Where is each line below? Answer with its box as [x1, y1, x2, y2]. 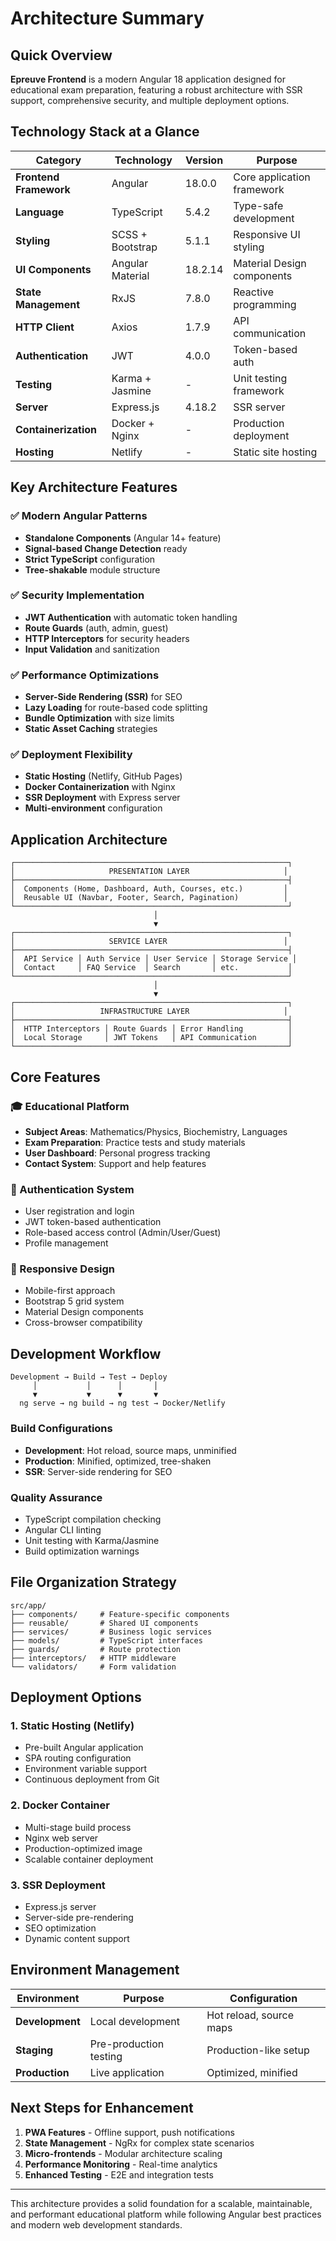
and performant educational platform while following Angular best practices [10, 2208, 322, 2220]
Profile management [24, 1237, 109, 1249]
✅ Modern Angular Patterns [10, 509, 148, 523]
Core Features [10, 1068, 101, 1086]
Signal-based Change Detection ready [24, 542, 188, 554]
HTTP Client [15, 320, 75, 334]
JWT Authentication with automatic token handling [24, 611, 238, 623]
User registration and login [24, 1205, 135, 1217]
